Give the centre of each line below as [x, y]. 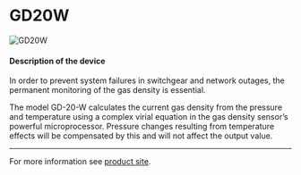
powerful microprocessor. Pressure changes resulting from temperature [142, 127]
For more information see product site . [80, 162]
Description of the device [57, 61]
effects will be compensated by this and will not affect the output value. [141, 136]
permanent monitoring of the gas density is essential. [107, 90]
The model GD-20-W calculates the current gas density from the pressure [146, 107]
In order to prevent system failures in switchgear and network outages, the [147, 80]
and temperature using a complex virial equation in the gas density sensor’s [149, 117]
